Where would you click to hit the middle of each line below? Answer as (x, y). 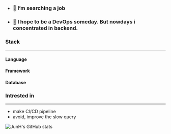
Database (16, 82)
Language (16, 59)
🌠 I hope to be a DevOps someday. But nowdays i (74, 21)
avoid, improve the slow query (44, 117)
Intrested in (20, 95)
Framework (18, 71)
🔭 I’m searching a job (39, 8)
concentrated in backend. (45, 28)
